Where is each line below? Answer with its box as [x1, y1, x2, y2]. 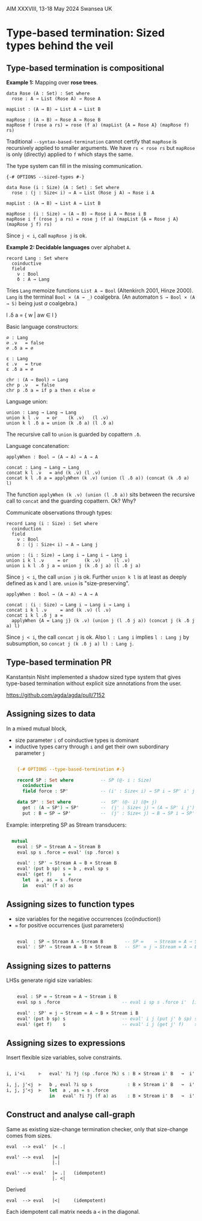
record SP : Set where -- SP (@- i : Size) [17, 777, 152, 783]
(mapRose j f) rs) [6, 222, 52, 228]
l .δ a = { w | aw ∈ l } [6, 311, 58, 318]
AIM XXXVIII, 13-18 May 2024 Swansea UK [6, 5, 112, 12]
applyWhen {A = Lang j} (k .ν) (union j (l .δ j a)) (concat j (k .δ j [11, 618, 195, 624]
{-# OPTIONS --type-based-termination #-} [17, 766, 125, 772]
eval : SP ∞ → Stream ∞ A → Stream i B [17, 993, 117, 1000]
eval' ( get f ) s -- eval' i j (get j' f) [17, 1021, 185, 1027]
